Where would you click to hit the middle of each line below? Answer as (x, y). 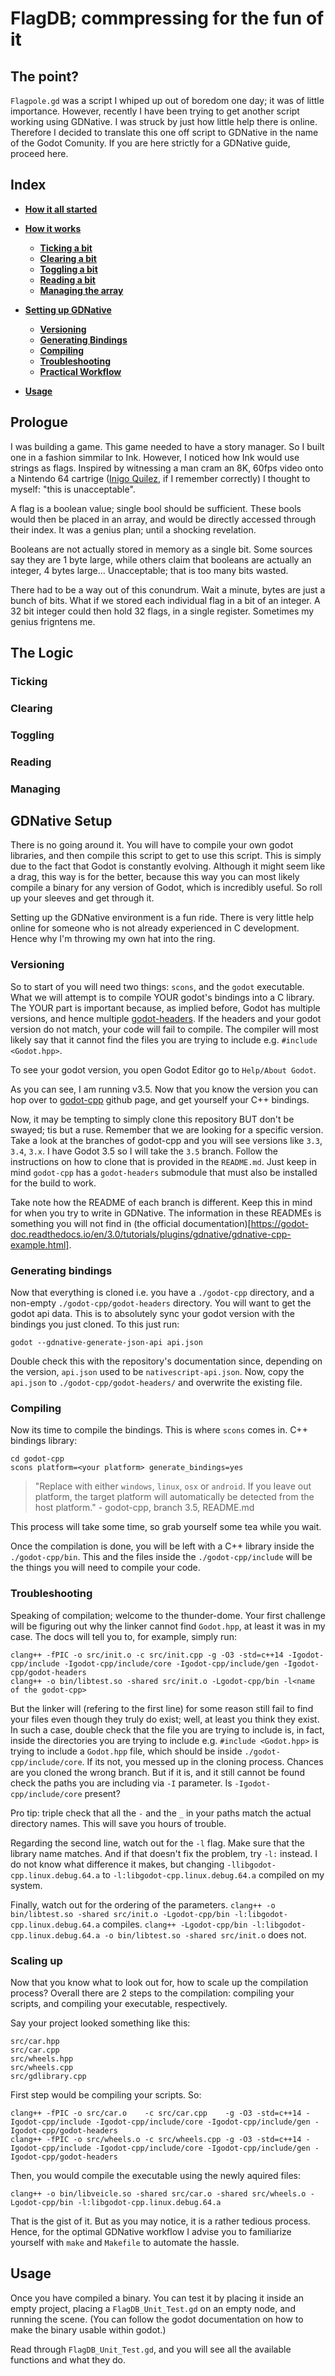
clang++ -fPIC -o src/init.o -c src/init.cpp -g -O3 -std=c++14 (147, 1655)
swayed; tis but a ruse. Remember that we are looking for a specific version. (167, 1129)
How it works (53, 228)
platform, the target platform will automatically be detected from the (174, 1497)
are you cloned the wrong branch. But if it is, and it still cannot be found (157, 1772)
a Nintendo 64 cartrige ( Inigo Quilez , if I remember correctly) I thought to (160, 478)
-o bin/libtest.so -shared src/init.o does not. (205, 1934)
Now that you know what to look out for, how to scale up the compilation (159, 1982)
